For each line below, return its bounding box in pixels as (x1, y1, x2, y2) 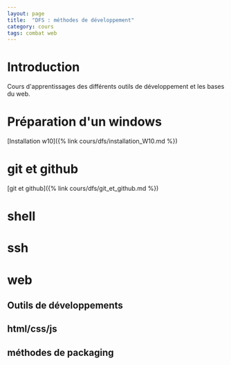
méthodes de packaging (7, 346, 114, 358)
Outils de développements (7, 300, 123, 312)
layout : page (7, 10, 45, 17)
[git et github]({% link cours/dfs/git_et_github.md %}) (7, 185, 159, 193)
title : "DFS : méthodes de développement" (7, 17, 135, 24)
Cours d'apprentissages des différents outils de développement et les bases (7, 83, 225, 91)
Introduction (7, 60, 80, 75)
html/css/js (7, 323, 57, 335)
